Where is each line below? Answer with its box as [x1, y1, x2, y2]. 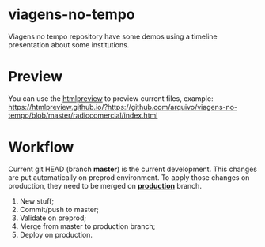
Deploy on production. [19, 230, 93, 239]
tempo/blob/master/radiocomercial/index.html [8, 110, 158, 120]
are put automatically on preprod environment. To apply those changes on [8, 172, 250, 182]
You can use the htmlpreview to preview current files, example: [8, 93, 214, 103]
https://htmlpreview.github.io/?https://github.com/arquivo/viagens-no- [8, 102, 238, 111]
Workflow [8, 138, 74, 156]
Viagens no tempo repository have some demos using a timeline [8, 32, 218, 41]
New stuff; [19, 196, 54, 206]
